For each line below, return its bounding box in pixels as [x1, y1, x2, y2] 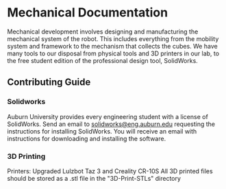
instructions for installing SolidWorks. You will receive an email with [7, 127, 197, 135]
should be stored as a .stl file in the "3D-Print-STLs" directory [7, 174, 181, 182]
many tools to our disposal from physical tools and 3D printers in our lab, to [7, 49, 220, 58]
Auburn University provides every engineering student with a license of [7, 112, 209, 121]
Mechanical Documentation [7, 5, 168, 21]
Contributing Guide [7, 77, 91, 88]
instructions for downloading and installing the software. [7, 134, 166, 142]
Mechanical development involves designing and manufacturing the [7, 27, 199, 36]
